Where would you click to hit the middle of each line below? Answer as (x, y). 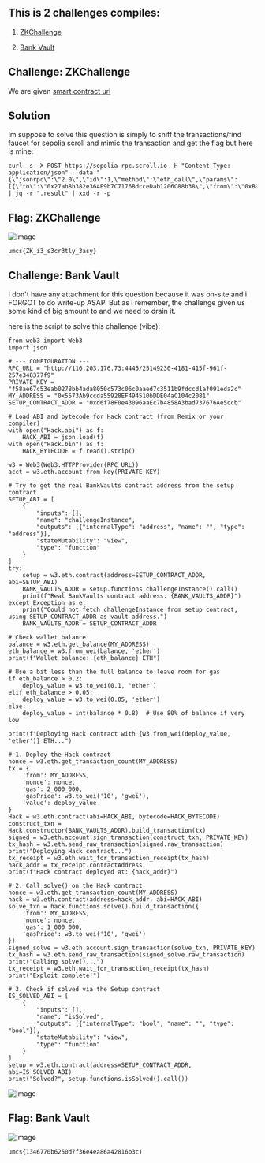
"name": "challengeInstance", (86, 520)
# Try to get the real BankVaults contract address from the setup (121, 486)
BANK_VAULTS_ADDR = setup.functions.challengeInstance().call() (130, 589)
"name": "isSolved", (70, 1017)
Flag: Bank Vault (49, 1118)
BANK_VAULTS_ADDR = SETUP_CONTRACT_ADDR (90, 624)
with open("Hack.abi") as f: (56, 431)
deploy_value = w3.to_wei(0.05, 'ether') (91, 700)
